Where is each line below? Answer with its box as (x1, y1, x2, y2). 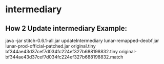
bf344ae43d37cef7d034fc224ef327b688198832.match (5, 54, 124, 60)
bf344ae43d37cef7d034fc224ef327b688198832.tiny (5, 49, 118, 54)
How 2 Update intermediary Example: (5, 24, 127, 33)
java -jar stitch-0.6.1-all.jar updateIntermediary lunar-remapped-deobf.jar (5, 37, 159, 44)
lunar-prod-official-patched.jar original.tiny (5, 43, 96, 49)
